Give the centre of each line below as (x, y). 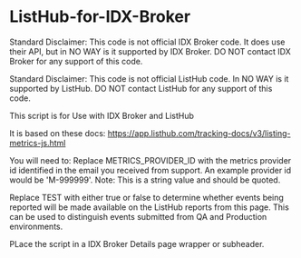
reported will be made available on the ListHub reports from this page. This (150, 207)
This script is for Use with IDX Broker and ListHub (102, 115)
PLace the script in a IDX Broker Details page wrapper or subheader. (137, 243)
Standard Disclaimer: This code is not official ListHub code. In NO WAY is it (149, 78)
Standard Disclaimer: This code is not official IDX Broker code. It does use (147, 42)
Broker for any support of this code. (76, 61)
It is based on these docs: (58, 133)
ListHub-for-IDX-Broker (100, 17)
